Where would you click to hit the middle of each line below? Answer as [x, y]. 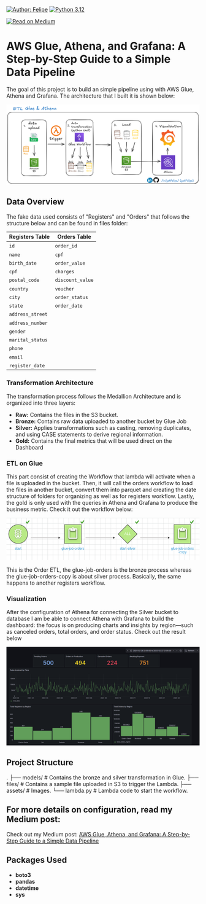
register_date [27, 365]
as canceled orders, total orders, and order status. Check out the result [96, 632]
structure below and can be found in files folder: [67, 223]
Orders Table [74, 237]
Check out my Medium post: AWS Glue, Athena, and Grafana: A [86, 834]
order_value [70, 263]
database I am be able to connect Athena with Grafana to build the [90, 619]
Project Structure [40, 762]
